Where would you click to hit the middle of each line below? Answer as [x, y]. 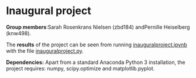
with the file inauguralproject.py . [45, 50]
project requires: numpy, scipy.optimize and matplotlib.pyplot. [80, 68]
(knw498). [19, 33]
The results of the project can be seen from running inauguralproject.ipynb [97, 45]
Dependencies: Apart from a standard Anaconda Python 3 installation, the [96, 62]
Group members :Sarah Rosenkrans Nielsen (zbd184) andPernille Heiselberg [98, 27]
